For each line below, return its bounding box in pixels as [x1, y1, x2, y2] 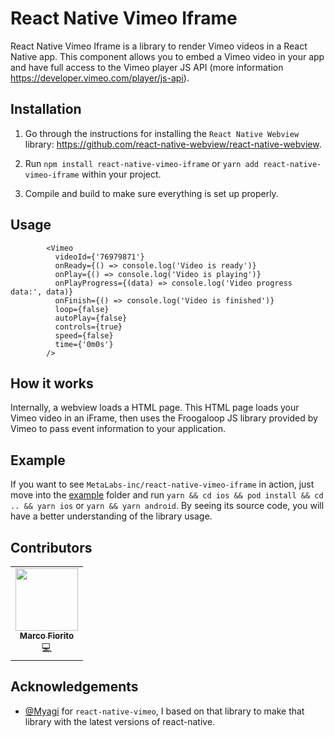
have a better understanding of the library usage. [10, 510, 213, 522]
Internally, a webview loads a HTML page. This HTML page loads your [10, 402, 300, 414]
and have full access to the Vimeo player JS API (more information [10, 61, 284, 73]
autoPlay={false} [54, 313, 128, 323]
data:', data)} [10, 287, 74, 297]
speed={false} [54, 330, 114, 341]
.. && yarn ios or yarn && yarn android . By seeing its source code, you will [10, 500, 325, 512]
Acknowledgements [10, 678, 139, 696]
